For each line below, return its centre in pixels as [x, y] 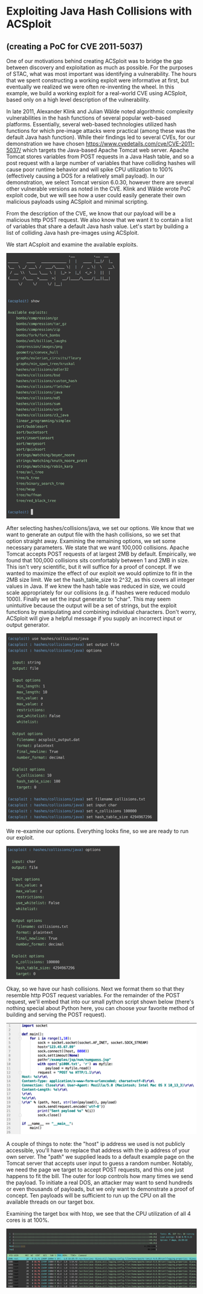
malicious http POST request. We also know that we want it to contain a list [99, 220]
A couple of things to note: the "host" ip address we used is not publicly [96, 1144]
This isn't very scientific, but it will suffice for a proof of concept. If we [94, 567]
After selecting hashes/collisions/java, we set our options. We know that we [100, 528]
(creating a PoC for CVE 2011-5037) [75, 46]
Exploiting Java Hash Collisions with [99, 11]
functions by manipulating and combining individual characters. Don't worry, [101, 612]
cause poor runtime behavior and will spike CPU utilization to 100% [90, 169]
